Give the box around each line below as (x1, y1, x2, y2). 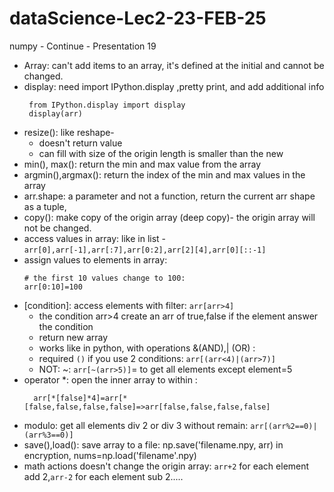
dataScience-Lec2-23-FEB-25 (9, 7, 267, 30)
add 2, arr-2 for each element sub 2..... (23, 470, 184, 482)
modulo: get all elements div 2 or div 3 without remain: (23, 419, 249, 431)
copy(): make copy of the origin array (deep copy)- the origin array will (23, 211, 316, 223)
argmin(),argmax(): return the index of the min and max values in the (23, 168, 306, 181)
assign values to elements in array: (23, 253, 168, 266)
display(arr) (28, 108, 83, 119)
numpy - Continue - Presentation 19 (9, 40, 157, 52)
